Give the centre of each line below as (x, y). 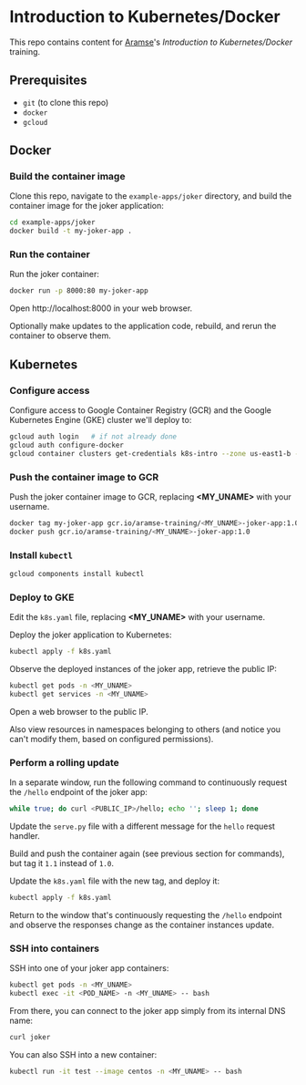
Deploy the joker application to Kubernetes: (91, 635)
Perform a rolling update (65, 762)
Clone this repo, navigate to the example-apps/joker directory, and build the (151, 196)
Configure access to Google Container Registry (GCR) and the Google (140, 410)
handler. (25, 835)
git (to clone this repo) (66, 102)
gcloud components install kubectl (77, 574)
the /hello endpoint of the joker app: (79, 792)
